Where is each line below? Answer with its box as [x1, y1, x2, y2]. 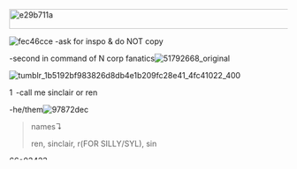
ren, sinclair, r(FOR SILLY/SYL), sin [30, 138, 157, 149]
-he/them [9, 105, 44, 114]
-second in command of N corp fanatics [9, 53, 156, 63]
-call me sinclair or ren [16, 87, 98, 98]
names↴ [30, 121, 63, 131]
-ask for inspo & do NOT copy [54, 36, 164, 47]
